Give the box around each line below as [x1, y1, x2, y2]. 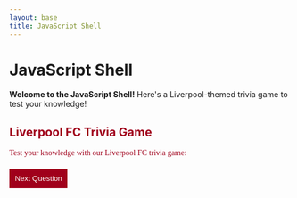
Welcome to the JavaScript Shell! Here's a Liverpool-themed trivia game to [9, 89, 288, 100]
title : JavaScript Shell [9, 21, 102, 30]
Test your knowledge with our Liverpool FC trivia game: [9, 148, 187, 158]
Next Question [14, 174, 62, 184]
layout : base [9, 12, 58, 22]
